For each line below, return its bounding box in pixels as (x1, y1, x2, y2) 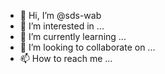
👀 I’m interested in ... (19, 20, 105, 32)
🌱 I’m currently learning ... (19, 31, 127, 42)
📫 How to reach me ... (19, 53, 113, 64)
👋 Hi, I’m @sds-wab (19, 10, 102, 21)
